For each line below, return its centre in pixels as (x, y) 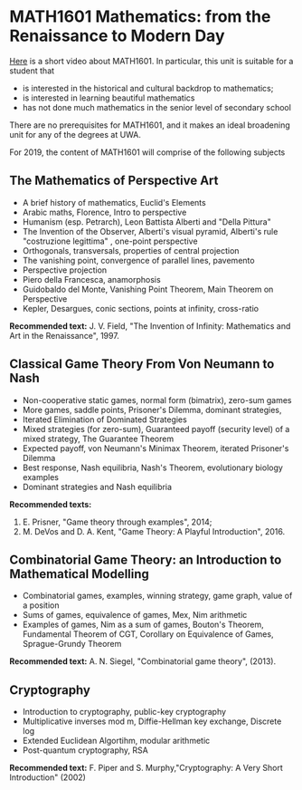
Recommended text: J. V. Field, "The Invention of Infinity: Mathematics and (150, 326)
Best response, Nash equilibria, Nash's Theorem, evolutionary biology (152, 467)
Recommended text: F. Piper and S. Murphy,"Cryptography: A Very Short (146, 768)
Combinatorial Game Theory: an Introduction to (146, 559)
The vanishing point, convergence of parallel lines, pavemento (138, 260)
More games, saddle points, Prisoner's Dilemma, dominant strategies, (152, 409)
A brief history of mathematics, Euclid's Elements (114, 202)
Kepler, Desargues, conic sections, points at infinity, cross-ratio (141, 308)
